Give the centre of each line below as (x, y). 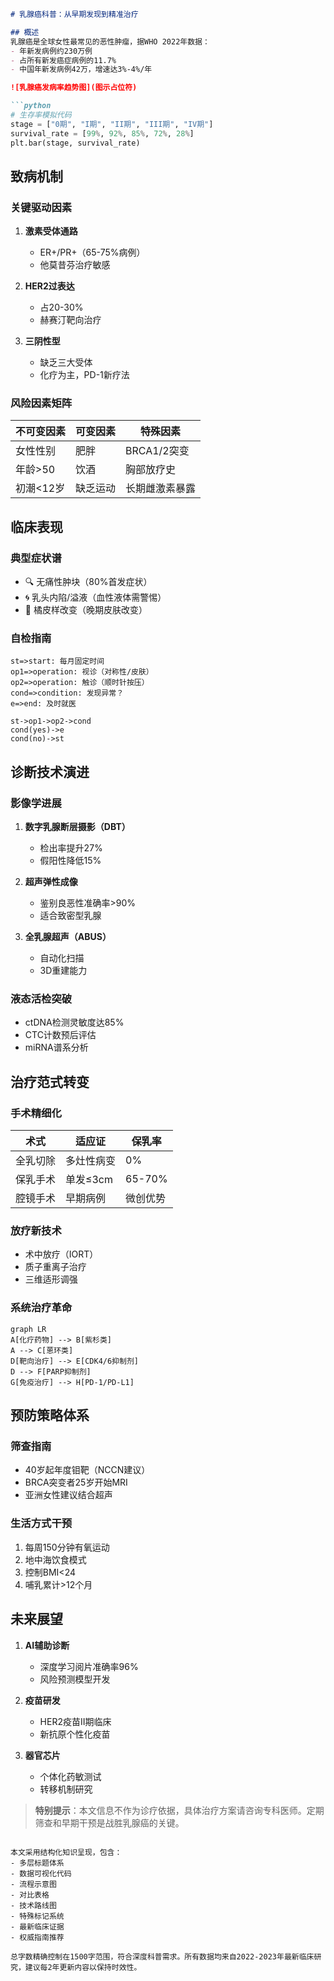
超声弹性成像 (51, 882)
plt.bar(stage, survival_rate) (75, 143)
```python (31, 106)
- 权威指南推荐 (37, 1937)
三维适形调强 (51, 1279)
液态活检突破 (41, 999)
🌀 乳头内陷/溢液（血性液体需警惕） (95, 597)
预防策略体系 (50, 1415)
